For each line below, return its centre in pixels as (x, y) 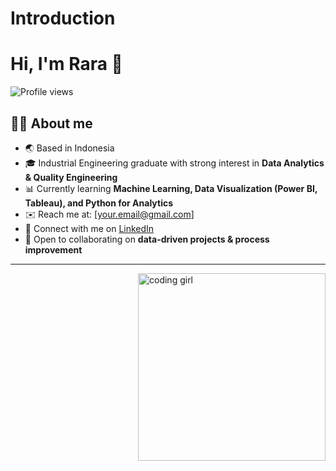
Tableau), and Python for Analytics (99, 203)
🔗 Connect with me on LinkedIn (89, 228)
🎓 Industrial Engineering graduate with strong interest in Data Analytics (174, 163)
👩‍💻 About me (51, 123)
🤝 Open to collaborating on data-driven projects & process (147, 239)
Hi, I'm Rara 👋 (66, 64)
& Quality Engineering (71, 177)
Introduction (63, 18)
